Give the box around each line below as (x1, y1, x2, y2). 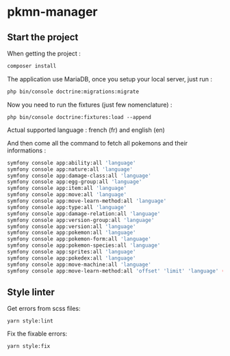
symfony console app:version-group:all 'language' (7, 217, 155, 223)
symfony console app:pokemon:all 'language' (7, 230, 136, 236)
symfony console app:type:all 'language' (7, 204, 127, 210)
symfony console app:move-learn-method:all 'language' (7, 197, 167, 204)
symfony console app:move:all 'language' (7, 191, 127, 198)
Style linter (7, 286, 55, 298)
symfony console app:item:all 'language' (7, 185, 127, 192)
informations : (7, 146, 47, 154)
